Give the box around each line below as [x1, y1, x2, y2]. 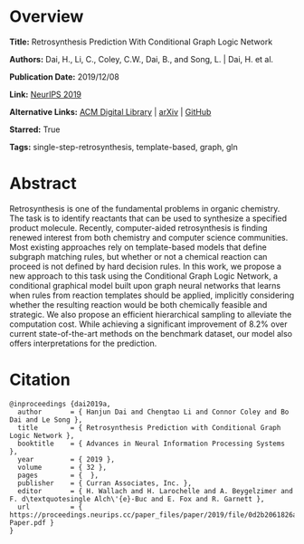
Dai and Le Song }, [9, 415, 83, 425]
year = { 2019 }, [17, 454, 116, 463]
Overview [9, 6, 84, 27]
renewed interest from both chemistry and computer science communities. [9, 232, 289, 243]
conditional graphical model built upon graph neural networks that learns [9, 280, 281, 291]
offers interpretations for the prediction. [9, 338, 157, 348]
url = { [17, 502, 83, 511]
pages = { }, [17, 471, 100, 480]
